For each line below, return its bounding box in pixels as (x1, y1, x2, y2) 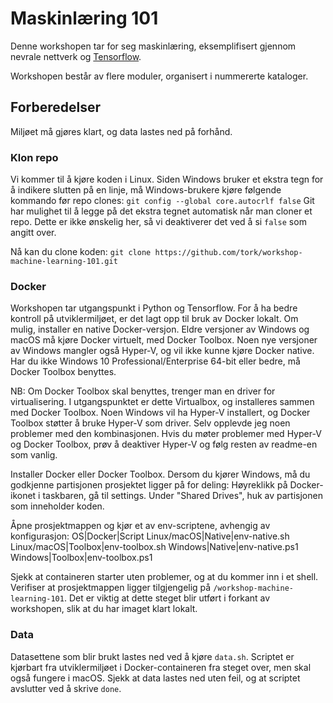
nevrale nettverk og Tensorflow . (10, 50, 142, 62)
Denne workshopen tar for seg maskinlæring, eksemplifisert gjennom (10, 40, 297, 52)
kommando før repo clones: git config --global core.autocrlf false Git (10, 195, 315, 207)
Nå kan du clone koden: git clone (10, 246, 152, 258)
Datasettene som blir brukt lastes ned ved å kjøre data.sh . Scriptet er (10, 650, 295, 662)
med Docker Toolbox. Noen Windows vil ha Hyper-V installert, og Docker (10, 407, 311, 419)
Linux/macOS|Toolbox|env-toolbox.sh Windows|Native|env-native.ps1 (10, 541, 299, 553)
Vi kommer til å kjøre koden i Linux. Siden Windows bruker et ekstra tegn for (10, 173, 324, 186)
